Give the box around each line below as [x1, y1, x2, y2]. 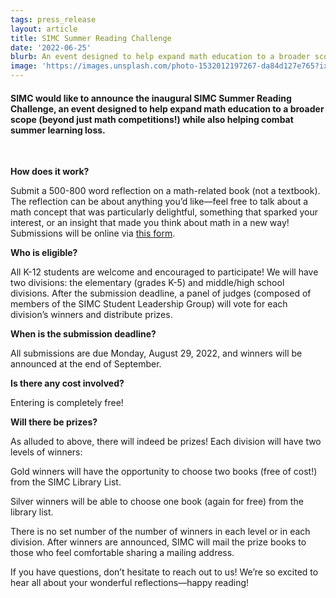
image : [10, 61, 38, 71]
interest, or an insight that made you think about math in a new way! [10, 217, 290, 229]
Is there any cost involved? [10, 377, 125, 390]
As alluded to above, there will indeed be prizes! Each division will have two [10, 436, 322, 448]
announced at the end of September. [10, 358, 162, 370]
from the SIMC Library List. [10, 476, 122, 488]
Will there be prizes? [10, 416, 98, 428]
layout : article [10, 24, 78, 34]
